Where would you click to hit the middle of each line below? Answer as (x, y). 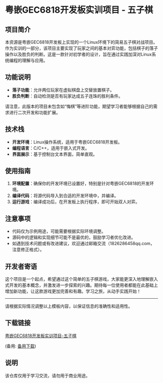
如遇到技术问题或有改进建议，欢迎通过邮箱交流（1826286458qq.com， (83, 244)
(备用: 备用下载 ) (21, 346)
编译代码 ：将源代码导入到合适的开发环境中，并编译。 (65, 196)
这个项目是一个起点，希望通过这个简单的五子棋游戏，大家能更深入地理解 (77, 279)
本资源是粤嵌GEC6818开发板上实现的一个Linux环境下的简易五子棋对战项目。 (81, 42)
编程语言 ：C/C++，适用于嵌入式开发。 (51, 148)
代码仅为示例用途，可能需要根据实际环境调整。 (59, 231)
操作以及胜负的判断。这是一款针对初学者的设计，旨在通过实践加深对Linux (78, 54)
